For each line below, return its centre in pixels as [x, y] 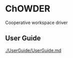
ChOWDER [28, 9]
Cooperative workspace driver [36, 22]
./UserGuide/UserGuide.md [33, 50]
